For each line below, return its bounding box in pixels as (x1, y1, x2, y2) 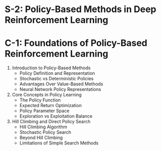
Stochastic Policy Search (19, 129, 71, 135)
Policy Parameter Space (19, 108, 70, 114)
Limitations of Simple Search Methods (19, 140, 99, 146)
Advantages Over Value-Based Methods (19, 81, 104, 87)
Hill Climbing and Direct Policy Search (12, 119, 91, 125)
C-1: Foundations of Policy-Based (5, 37, 148, 49)
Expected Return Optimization (19, 103, 82, 109)
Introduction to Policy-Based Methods (12, 65, 91, 71)
